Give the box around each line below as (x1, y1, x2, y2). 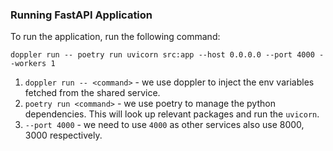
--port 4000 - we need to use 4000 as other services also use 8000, (24, 119, 305, 131)
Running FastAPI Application (10, 8, 153, 22)
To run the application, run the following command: (10, 31, 221, 43)
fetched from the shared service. (24, 87, 161, 99)
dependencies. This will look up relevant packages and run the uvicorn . (24, 108, 320, 120)
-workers (10, 59, 47, 69)
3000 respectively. (24, 129, 103, 142)
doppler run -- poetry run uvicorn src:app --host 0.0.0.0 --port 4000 (10, 50, 315, 60)
